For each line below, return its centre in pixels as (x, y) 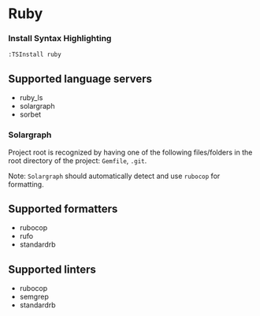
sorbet (30, 114)
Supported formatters (63, 208)
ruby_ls (31, 98)
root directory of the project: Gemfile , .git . (78, 160)
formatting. (26, 184)
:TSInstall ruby (35, 55)
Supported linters (52, 269)
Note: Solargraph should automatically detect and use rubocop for (114, 176)
